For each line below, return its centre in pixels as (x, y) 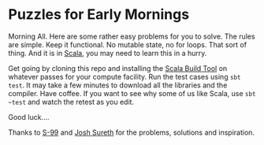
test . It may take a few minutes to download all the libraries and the (118, 85)
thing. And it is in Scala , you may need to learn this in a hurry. (108, 53)
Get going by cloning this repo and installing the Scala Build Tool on (118, 68)
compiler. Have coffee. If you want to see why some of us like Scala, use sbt (132, 93)
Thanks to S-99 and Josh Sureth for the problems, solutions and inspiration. (131, 132)
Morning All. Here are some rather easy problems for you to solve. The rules (132, 36)
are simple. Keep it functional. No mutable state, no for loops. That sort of (127, 44)
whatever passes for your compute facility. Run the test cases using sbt (125, 76)
